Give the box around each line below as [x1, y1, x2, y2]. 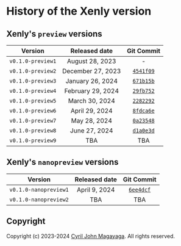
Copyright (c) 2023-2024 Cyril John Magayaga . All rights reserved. [6, 232, 176, 239]
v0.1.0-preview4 [9, 87, 57, 94]
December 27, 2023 [62, 67, 121, 75]
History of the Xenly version [6, 4, 152, 18]
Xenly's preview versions [6, 29, 102, 39]
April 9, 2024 [77, 185, 115, 194]
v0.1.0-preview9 [9, 137, 57, 144]
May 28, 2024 [71, 117, 113, 125]
